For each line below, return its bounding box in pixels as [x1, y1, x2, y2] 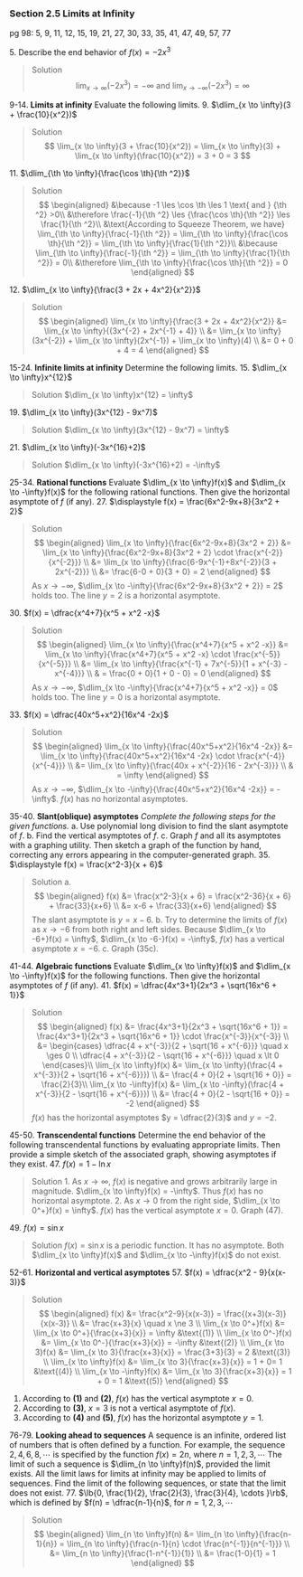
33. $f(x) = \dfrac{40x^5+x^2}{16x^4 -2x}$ [9, 709, 170, 721]
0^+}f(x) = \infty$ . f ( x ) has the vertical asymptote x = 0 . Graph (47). [31, 1205, 284, 1216]
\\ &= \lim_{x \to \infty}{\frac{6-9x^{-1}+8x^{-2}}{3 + [83, 557, 278, 568]
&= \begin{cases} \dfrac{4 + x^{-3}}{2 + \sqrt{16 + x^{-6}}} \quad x [37, 1041, 289, 1052]
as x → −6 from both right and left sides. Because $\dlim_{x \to [31, 924, 266, 935]
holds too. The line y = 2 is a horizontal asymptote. [31, 590, 221, 601]
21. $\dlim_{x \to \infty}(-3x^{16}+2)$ [9, 442, 146, 453]
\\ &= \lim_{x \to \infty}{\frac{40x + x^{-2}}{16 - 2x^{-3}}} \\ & [67, 760, 294, 771]
